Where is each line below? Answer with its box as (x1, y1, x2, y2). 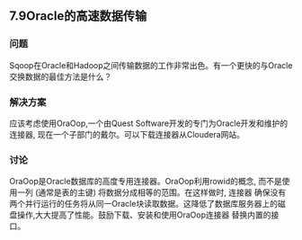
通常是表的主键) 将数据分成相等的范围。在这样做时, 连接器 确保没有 (38, 187, 286, 198)
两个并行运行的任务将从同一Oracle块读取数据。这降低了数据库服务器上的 (9, 199, 279, 209)
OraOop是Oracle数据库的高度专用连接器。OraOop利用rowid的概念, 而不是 (9, 176, 282, 187)
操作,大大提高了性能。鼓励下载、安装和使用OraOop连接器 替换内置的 (16, 209, 271, 220)
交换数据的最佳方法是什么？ (9, 71, 112, 82)
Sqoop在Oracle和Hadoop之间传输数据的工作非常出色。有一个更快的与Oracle (9, 59, 293, 70)
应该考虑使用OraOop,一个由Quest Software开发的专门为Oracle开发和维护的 (9, 118, 289, 129)
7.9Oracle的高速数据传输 (9, 8, 147, 24)
